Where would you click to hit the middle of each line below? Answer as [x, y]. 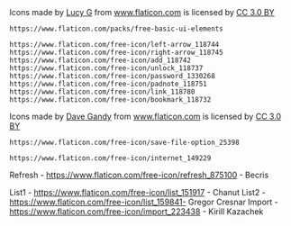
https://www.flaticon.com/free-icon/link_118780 [102, 92]
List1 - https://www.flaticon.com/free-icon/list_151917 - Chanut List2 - [137, 192]
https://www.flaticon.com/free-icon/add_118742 [100, 60]
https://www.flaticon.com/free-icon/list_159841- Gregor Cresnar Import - [144, 202]
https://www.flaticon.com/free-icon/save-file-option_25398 [125, 142]
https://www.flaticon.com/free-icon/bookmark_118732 [110, 100]
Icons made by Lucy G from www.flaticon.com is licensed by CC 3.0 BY [142, 12]
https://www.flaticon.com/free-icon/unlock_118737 [106, 68]
